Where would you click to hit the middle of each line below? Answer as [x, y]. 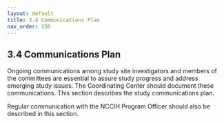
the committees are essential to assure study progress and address [103, 78]
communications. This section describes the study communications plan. [111, 93]
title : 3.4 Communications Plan [53, 20]
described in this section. [43, 114]
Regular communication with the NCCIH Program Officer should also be [109, 106]
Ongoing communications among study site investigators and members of [112, 71]
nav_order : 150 [29, 26]
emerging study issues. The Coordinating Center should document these [111, 86]
